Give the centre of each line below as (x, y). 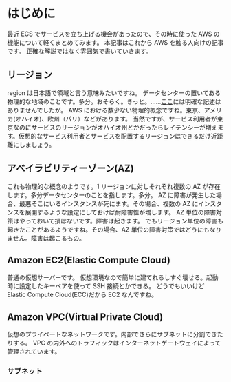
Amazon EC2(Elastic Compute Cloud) (89, 260)
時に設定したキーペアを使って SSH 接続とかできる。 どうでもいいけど (106, 286)
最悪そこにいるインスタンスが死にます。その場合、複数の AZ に (109, 203)
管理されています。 (34, 352)
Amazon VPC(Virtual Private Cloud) (85, 317)
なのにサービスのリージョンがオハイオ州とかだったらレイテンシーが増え (115, 127)
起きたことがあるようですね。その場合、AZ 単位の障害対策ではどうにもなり (114, 229)
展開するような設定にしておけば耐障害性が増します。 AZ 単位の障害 (121, 212)
